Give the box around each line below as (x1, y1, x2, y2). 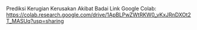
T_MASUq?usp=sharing (6, 18, 64, 24)
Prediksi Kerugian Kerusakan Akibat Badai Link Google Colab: (6, 5, 157, 12)
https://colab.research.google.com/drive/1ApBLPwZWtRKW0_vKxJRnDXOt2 (6, 11, 191, 18)
